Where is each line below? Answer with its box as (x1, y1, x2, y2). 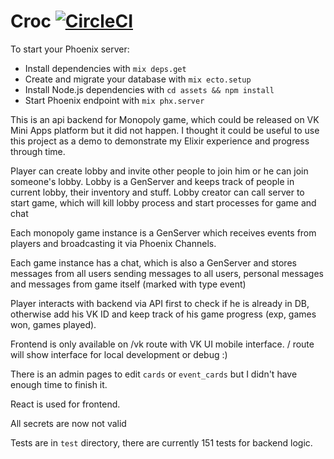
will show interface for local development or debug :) (10, 348, 228, 360)
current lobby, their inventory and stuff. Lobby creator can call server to (10, 186, 305, 198)
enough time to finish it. (10, 378, 108, 390)
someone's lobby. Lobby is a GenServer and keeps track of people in (10, 175, 295, 187)
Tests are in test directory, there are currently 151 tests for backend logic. (10, 436, 313, 449)
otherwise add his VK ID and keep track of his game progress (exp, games (10, 308, 317, 320)
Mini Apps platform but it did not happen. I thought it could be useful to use (10, 124, 320, 136)
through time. (10, 145, 66, 157)
